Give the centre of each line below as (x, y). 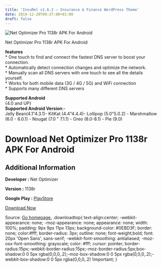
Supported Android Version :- (35, 108)
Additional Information (40, 167)
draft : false (18, 19)
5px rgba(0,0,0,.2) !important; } (86, 260)
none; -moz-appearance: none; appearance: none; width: (90, 223)
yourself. (14, 78)
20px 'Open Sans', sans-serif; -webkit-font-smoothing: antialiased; (73, 238)
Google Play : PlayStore (29, 199)
